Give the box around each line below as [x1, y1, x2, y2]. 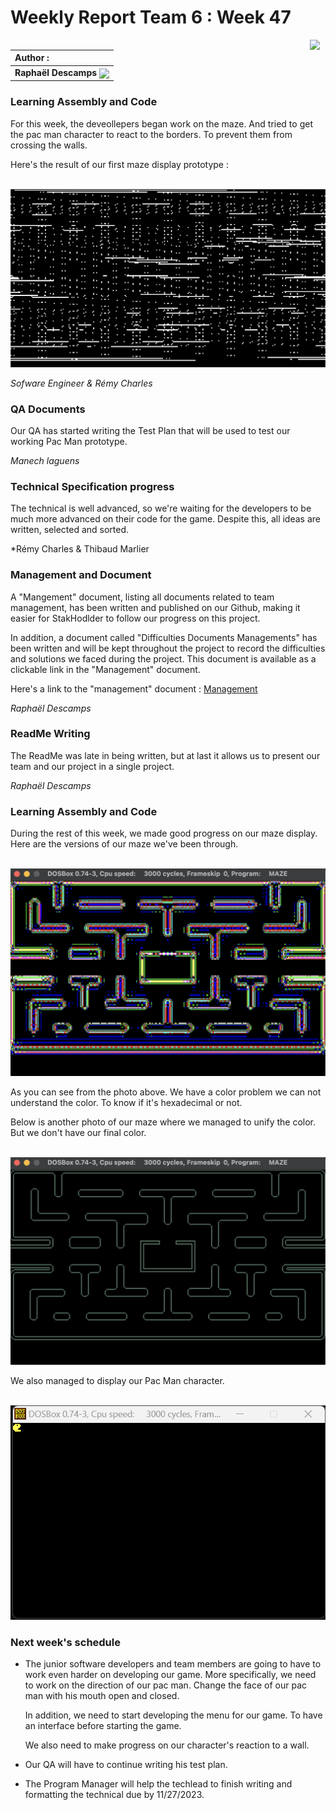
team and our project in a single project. [10, 760, 175, 772]
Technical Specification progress [10, 479, 175, 493]
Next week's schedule [10, 1635, 121, 1649]
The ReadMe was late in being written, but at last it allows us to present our [10, 749, 321, 761]
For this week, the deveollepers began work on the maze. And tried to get [10, 117, 313, 130]
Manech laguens [10, 454, 80, 466]
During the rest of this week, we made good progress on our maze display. [10, 827, 318, 840]
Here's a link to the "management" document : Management [10, 682, 258, 695]
